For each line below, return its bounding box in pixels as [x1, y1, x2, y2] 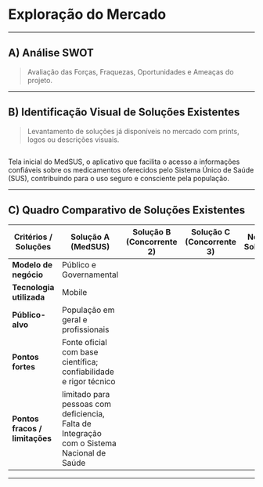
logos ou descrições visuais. [27, 135, 120, 144]
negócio [12, 269, 43, 280]
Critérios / [13, 231, 53, 242]
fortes [12, 362, 35, 373]
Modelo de [12, 260, 53, 271]
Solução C [191, 227, 231, 238]
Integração [62, 428, 102, 439]
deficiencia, [62, 409, 106, 420]
